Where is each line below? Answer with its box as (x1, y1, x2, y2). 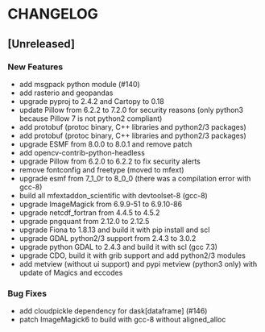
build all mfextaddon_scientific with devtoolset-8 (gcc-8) (19, 190, 209, 200)
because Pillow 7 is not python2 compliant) (19, 114, 163, 123)
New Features (7, 61, 64, 73)
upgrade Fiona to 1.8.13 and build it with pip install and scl (19, 225, 210, 234)
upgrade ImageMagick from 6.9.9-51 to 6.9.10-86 (19, 199, 183, 209)
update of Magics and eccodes (19, 268, 123, 277)
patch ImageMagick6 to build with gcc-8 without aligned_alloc (19, 315, 226, 325)
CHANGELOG (7, 5, 98, 23)
